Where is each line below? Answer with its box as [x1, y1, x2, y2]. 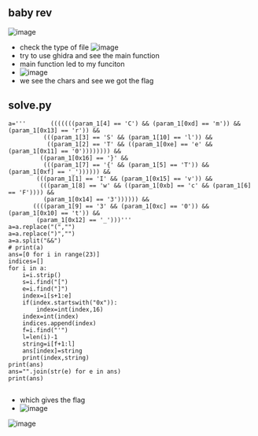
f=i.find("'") [22, 326, 68, 334]
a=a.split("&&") [8, 236, 61, 245]
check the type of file [19, 42, 89, 52]
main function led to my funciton [19, 59, 125, 68]
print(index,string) [22, 353, 90, 361]
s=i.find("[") [22, 278, 68, 286]
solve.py [8, 98, 52, 113]
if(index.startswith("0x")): [22, 298, 118, 306]
